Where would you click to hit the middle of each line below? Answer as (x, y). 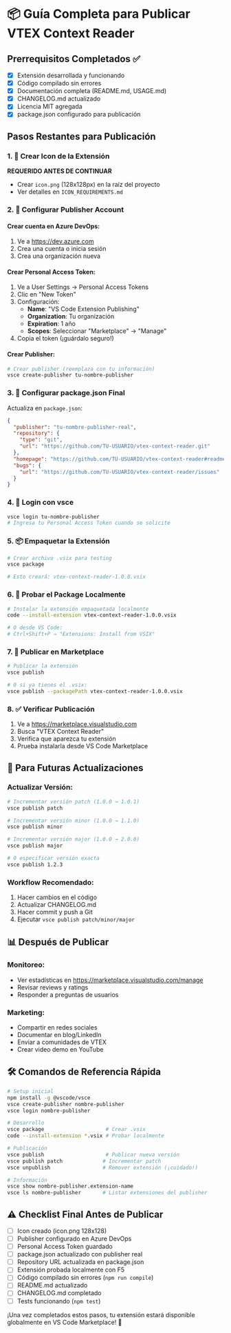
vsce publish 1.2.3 (35, 864)
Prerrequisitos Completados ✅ (74, 59)
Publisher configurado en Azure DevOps (74, 1239)
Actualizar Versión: (40, 788)
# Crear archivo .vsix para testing (59, 558)
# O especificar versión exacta (53, 859)
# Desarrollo (26, 1123)
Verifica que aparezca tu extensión (66, 739)
